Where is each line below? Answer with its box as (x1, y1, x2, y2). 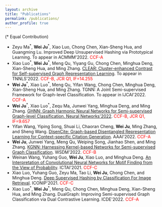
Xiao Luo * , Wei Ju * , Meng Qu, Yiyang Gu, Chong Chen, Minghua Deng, (12, 59, 154, 66)
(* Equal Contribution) (5, 34, 49, 40)
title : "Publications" (5, 12, 51, 16)
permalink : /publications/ (5, 16, 59, 21)
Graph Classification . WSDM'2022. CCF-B (12, 149, 97, 155)
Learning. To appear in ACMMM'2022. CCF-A (12, 54, 103, 60)
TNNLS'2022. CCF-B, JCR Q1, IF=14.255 (12, 75, 93, 81)
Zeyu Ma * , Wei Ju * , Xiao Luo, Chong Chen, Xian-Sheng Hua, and (12, 43, 142, 50)
